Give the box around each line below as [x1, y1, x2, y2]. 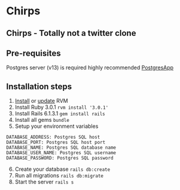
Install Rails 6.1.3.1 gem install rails [14, 110, 106, 117]
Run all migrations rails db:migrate [14, 172, 103, 179]
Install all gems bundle [14, 117, 70, 124]
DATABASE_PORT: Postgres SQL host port [6, 139, 106, 146]
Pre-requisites [6, 48, 61, 58]
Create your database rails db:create [14, 166, 111, 173]
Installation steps [6, 81, 72, 91]
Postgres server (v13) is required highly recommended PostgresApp [6, 64, 174, 71]
